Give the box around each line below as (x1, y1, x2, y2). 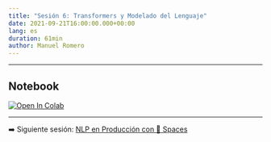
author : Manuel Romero (8, 42, 85, 50)
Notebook (8, 79, 60, 93)
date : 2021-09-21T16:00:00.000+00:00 (8, 19, 135, 27)
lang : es (8, 27, 38, 35)
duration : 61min (8, 34, 63, 43)
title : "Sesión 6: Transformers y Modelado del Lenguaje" (8, 11, 207, 20)
